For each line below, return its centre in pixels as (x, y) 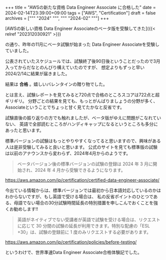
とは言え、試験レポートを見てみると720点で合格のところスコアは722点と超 (83, 95)
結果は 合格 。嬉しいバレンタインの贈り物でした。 (56, 84)
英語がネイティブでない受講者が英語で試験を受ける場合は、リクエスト (89, 220)
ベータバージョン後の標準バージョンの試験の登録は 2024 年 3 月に (85, 164)
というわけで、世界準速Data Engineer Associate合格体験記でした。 (74, 252)
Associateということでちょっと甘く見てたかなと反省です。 (65, 107)
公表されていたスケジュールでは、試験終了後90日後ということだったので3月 (83, 61)
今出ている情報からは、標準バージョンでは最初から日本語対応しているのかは (83, 190)
